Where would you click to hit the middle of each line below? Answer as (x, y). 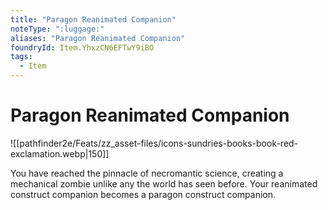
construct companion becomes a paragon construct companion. (143, 194)
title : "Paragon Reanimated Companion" (93, 19)
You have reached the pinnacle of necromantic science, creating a (147, 173)
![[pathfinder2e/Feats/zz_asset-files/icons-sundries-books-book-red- (154, 143)
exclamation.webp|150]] (60, 153)
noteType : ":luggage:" (57, 29)
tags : (21, 57)
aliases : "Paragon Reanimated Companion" (98, 38)
